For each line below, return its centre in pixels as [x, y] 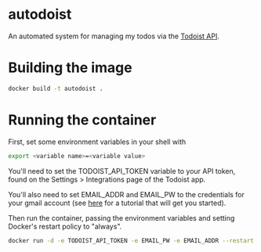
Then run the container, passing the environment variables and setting [121, 218]
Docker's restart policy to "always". [65, 226]
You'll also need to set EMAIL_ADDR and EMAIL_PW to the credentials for [127, 194]
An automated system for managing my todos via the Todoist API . [114, 36]
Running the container [82, 120]
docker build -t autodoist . [56, 88]
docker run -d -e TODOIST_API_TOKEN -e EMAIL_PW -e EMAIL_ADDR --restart [131, 240]
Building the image [70, 68]
